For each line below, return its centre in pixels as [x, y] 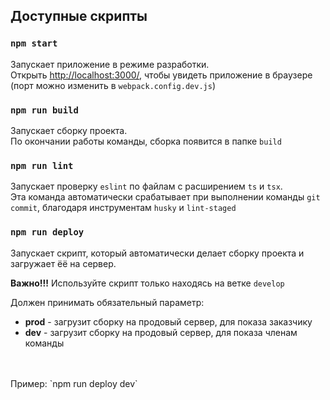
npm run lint [42, 165]
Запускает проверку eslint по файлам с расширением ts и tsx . [146, 186]
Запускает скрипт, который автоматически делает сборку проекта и [157, 253]
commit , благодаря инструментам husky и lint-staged [123, 208]
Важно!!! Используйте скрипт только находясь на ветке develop [147, 283]
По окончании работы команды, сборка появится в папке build [146, 141]
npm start [34, 43]
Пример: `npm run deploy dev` [74, 383]
